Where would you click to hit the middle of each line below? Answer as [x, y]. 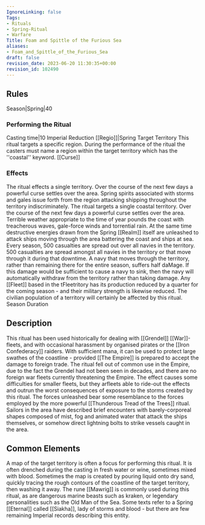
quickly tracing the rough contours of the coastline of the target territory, [98, 483]
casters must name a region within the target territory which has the [92, 151]
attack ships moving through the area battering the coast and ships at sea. [100, 239]
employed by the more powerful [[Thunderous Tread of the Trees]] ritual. [99, 403]
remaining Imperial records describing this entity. [68, 515]
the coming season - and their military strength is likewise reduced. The [97, 291]
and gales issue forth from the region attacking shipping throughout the [96, 199]
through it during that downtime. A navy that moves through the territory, [98, 258]
